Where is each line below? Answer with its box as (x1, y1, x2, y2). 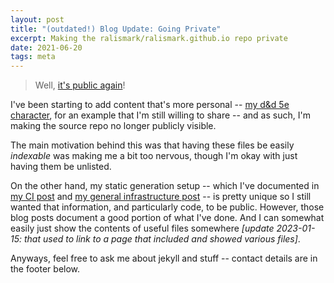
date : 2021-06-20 (10, 42, 83, 53)
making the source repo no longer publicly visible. (10, 120, 217, 132)
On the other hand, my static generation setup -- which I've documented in (10, 180, 320, 192)
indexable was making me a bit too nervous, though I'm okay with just (10, 150, 298, 162)
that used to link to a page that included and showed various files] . (23, 233, 301, 245)
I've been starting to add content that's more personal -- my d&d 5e (10, 99, 290, 111)
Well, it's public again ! (34, 79, 126, 91)
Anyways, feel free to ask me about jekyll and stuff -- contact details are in (10, 252, 318, 265)
